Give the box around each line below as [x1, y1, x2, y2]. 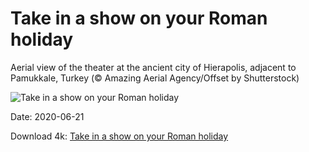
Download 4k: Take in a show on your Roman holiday [10, 130, 229, 142]
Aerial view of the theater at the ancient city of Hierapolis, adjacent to [10, 61, 297, 73]
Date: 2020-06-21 [10, 110, 85, 122]
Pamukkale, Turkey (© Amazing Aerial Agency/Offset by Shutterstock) [10, 72, 300, 84]
